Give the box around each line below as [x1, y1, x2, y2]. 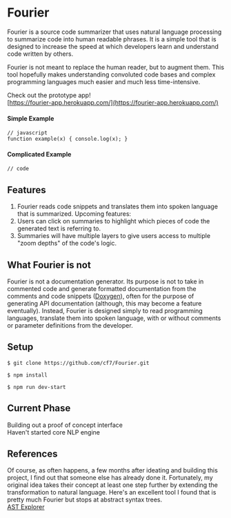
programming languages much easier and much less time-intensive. [7, 77, 201, 86]
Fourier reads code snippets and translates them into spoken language [17, 202, 219, 211]
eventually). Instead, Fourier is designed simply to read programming [7, 306, 203, 315]
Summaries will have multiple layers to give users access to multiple [17, 232, 211, 240]
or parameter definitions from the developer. [7, 321, 133, 329]
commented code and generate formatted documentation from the [7, 284, 197, 292]
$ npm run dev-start [7, 383, 67, 390]
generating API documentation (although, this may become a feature [7, 299, 202, 308]
